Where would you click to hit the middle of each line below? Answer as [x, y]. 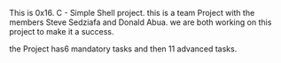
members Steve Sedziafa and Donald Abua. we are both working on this [140, 22]
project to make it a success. [62, 31]
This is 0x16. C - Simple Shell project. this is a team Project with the [132, 13]
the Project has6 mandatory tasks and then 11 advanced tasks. [123, 49]
